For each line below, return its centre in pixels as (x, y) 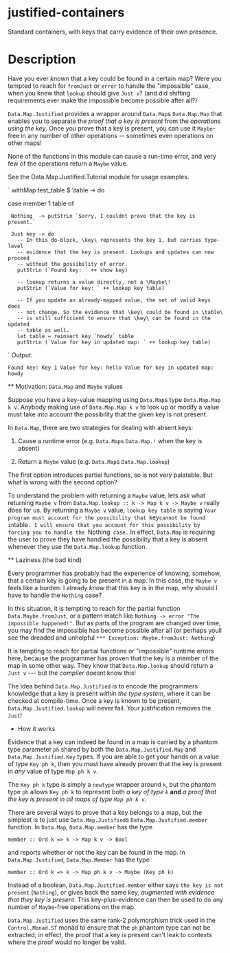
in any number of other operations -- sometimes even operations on (117, 135)
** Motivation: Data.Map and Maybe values (65, 386)
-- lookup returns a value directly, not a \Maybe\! (94, 282)
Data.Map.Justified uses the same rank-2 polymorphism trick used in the (112, 920)
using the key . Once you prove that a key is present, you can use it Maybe (111, 128)
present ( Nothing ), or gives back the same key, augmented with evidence (111, 892)
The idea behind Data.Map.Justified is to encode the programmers (103, 686)
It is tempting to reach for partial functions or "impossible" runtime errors (111, 651)
